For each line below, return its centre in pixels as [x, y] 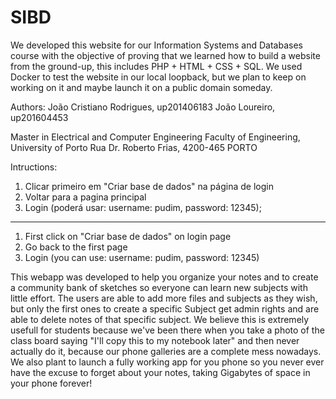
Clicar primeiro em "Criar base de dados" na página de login [149, 186]
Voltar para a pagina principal [85, 197]
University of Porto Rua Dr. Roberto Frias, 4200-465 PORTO [134, 147]
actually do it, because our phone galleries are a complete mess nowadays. [166, 351]
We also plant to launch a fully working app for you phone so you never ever [167, 362]
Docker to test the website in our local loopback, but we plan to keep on [158, 77]
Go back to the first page [76, 247]
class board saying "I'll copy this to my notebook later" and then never [155, 340]
